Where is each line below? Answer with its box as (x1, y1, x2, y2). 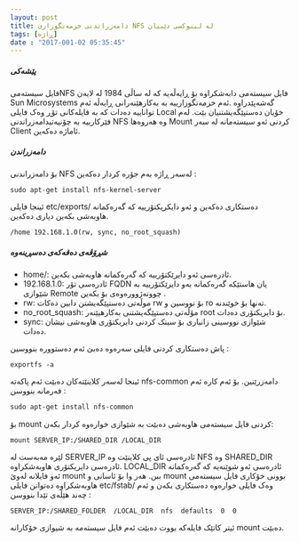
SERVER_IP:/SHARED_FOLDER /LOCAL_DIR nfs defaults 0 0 (10, 506, 238, 516)
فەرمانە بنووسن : (10, 385, 67, 396)
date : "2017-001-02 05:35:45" (10, 37, 126, 47)
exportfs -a (10, 360, 54, 369)
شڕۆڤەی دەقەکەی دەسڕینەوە (10, 247, 108, 257)
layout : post (10, 12, 59, 22)
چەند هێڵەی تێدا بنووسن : (10, 489, 91, 500)
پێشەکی (10, 65, 36, 76)
